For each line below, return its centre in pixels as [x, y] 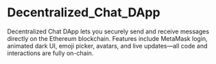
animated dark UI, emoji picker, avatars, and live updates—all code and [107, 46]
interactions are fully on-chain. [50, 53]
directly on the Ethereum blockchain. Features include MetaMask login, [107, 38]
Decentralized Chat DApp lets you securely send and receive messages [108, 31]
